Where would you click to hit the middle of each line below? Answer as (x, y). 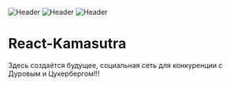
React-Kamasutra (67, 44)
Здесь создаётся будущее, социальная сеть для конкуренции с (115, 65)
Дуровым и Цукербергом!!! (54, 73)
